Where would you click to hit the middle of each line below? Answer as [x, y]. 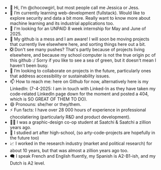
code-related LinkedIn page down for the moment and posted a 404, [79, 94]
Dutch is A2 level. [27, 163]
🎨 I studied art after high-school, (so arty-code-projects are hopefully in [82, 133]
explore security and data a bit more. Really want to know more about [80, 18]
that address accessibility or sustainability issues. [60, 76]
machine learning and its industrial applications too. [62, 23]
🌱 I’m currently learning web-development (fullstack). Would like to [77, 13]
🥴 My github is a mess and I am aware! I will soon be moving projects [80, 39]
